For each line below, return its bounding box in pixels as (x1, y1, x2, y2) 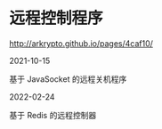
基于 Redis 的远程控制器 (9, 109, 97, 120)
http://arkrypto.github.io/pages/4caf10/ (9, 37, 154, 49)
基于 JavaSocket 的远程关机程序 (9, 73, 127, 85)
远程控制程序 (9, 8, 104, 28)
